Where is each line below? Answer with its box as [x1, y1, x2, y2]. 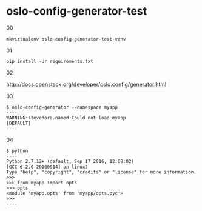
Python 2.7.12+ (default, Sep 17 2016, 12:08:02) [6, 158, 135, 164]
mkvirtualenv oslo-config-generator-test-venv [6, 36, 126, 42]
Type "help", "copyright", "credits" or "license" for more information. [6, 169, 197, 175]
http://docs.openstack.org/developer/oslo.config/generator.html [6, 81, 167, 88]
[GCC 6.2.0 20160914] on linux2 [6, 164, 88, 170]
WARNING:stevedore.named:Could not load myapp [6, 115, 126, 121]
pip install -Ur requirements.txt [6, 58, 94, 64]
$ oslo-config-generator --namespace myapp [6, 104, 118, 110]
